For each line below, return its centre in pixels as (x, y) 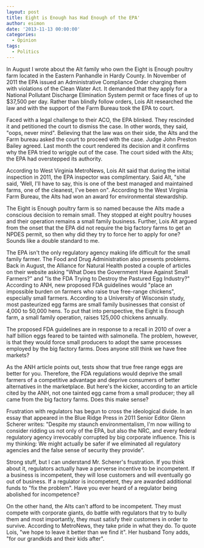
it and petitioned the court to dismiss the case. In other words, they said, (97, 126)
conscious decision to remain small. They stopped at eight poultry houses (99, 215)
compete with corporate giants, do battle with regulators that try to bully (97, 513)
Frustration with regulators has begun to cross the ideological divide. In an (100, 411)
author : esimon (26, 23)
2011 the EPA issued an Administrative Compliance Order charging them (97, 82)
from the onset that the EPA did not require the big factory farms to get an (99, 228)
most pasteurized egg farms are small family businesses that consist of (96, 304)
